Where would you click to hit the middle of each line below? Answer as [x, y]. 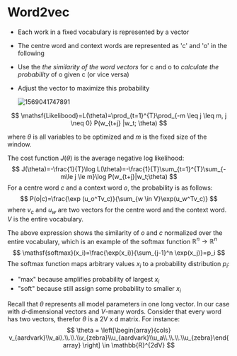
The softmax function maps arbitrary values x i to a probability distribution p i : [118, 265]
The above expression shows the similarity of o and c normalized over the [115, 232]
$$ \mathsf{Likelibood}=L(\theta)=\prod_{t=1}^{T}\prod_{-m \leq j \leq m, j [119, 115]
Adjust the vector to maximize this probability [83, 88]
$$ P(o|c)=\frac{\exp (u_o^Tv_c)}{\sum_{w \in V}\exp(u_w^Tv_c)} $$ [119, 198]
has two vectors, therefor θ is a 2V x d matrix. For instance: [94, 318]
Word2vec [39, 12]
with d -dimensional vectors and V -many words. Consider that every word [114, 311]
